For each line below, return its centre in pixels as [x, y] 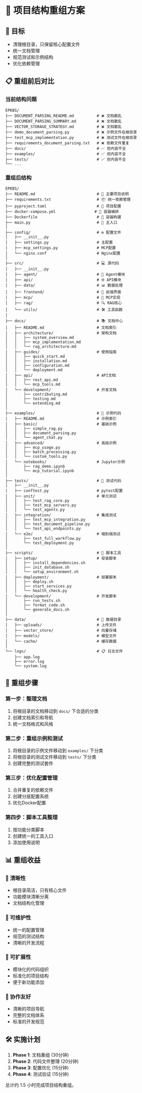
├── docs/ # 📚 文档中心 [64, 321]
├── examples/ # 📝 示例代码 [63, 413]
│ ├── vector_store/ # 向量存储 [61, 630]
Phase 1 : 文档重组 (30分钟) [41, 1055]
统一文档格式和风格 [33, 724]
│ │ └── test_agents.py [35, 510]
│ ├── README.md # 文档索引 [61, 328]
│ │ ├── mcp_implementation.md [43, 342]
